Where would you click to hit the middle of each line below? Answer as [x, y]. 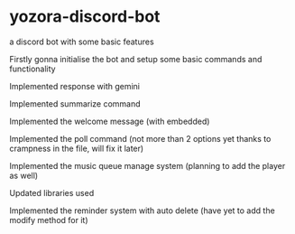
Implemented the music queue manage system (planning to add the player [147, 165]
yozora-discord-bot [85, 17]
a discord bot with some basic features [82, 42]
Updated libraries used [52, 192]
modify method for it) [49, 220]
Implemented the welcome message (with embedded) [110, 121]
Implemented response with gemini [74, 86]
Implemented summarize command [75, 103]
